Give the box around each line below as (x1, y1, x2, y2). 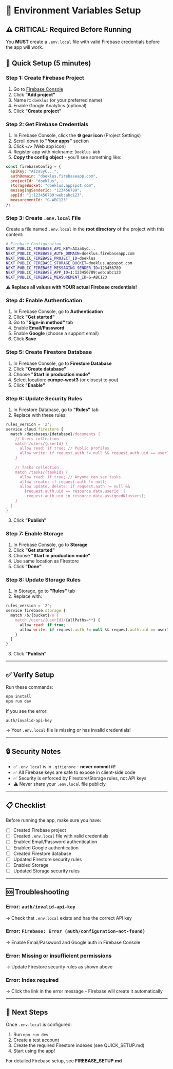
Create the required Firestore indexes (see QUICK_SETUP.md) (13, 1042, 145, 1048)
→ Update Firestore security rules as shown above (6, 964, 113, 970)
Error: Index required (6, 977, 59, 984)
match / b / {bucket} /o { (10, 613, 59, 618)
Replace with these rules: (13, 412, 67, 418)
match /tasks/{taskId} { (15, 470, 68, 475)
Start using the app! (13, 1048, 55, 1054)
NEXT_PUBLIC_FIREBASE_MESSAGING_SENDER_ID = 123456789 (6, 265, 121, 270)
